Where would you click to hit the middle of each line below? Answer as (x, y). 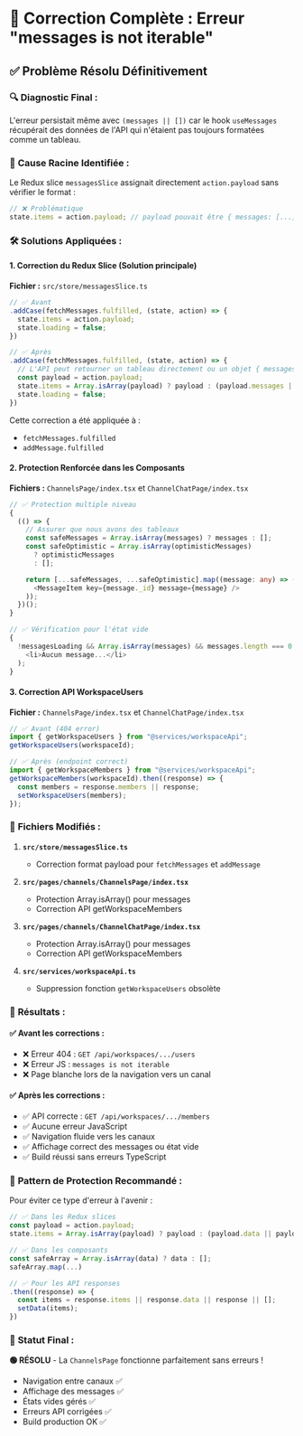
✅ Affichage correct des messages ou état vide (110, 1147)
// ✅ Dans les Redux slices (63, 1217)
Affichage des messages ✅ (73, 1392)
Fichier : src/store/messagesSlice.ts (78, 286)
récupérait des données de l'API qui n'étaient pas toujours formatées (137, 129)
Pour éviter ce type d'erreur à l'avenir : (81, 1200)
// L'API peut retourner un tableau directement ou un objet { (138, 370)
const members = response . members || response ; (109, 787)
